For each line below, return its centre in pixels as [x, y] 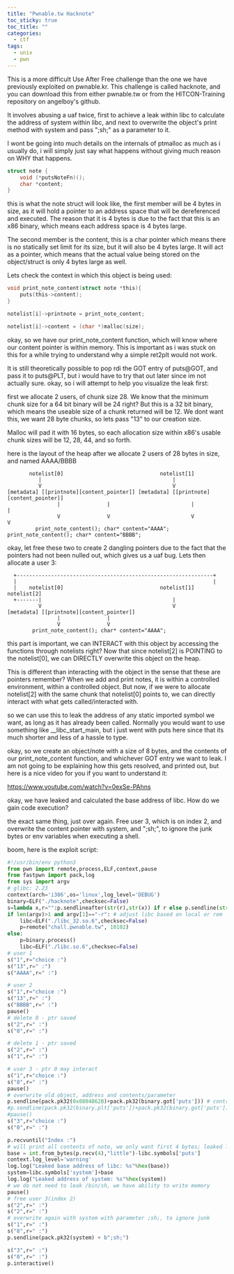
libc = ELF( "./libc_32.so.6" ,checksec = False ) [84, 921]
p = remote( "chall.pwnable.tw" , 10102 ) [75, 927]
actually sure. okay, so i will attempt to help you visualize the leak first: [108, 383]
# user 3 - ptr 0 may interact [53, 1069]
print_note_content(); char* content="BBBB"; [74, 535]
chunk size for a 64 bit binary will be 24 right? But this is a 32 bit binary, [110, 404]
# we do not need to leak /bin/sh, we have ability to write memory [109, 1185]
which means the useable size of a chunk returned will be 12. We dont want [116, 411]
